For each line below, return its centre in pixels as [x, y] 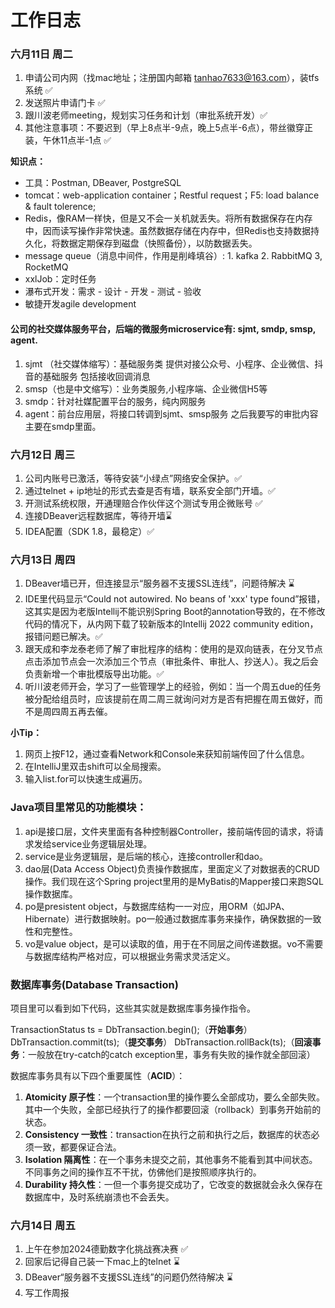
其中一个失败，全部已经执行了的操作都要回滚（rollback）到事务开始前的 [173, 1109]
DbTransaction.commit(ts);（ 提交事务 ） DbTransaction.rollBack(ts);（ [152, 1042]
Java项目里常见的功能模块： [78, 808]
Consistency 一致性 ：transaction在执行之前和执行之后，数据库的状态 [168, 1134]
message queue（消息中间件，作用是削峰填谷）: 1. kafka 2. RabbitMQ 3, [173, 256]
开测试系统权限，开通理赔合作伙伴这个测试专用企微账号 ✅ [143, 503]
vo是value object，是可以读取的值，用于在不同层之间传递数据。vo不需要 [174, 943]
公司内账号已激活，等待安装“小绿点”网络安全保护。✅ [133, 478]
